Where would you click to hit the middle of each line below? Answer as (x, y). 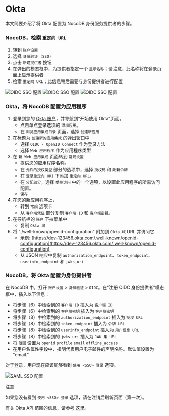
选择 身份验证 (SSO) (32, 56)
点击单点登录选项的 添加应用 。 (50, 125)
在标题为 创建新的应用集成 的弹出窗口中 (51, 138)
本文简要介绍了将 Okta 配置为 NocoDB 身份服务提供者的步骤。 (70, 23)
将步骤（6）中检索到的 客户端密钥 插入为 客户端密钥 (63, 311)
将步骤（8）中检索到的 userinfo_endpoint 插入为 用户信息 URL (76, 330)
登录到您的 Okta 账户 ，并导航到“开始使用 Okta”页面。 (68, 118)
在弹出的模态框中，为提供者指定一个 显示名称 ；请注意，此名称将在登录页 (87, 69)
